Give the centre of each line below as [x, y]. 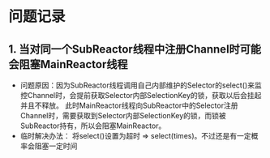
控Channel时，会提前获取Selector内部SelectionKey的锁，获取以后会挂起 [141, 95]
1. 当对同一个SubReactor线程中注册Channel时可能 [135, 49]
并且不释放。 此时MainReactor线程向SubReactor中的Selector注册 [129, 105]
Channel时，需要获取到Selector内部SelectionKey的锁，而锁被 [123, 115]
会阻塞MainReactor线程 [68, 64]
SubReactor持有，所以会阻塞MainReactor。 [93, 126]
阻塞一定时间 [56, 146]
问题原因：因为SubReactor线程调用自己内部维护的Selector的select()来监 [141, 85]
